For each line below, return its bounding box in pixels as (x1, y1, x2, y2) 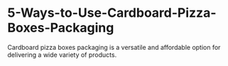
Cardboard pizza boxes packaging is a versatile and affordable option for (7, 43, 221, 51)
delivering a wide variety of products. (7, 51, 117, 59)
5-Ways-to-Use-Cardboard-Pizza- (7, 5, 217, 21)
